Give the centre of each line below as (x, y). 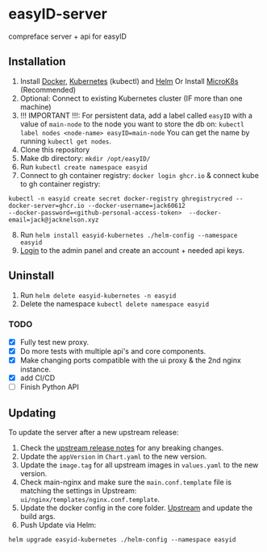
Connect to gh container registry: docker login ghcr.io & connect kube (140, 175)
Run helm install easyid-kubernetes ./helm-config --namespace (129, 234)
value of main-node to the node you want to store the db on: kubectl (132, 124)
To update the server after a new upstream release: (94, 432)
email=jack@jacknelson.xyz (54, 220)
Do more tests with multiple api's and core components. (113, 351)
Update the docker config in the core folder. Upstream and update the (136, 508)
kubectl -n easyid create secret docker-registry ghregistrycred (120, 198)
